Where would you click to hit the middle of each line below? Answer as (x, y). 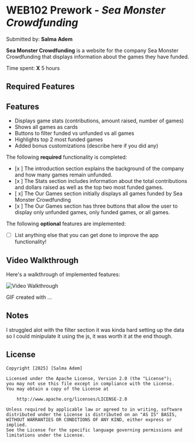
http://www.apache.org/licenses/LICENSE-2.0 (72, 399)
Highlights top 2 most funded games (59, 139)
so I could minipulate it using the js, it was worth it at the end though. (89, 336)
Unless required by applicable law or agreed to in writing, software (94, 409)
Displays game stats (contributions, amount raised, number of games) (99, 121)
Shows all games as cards (46, 127)
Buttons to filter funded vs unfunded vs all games (74, 134)
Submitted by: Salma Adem (39, 39)
